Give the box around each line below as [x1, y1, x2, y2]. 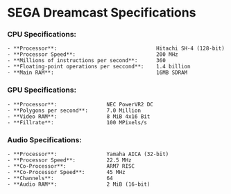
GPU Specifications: [7, 85, 77, 95]
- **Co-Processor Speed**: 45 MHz [7, 169, 126, 176]
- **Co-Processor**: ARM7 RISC [7, 163, 135, 170]
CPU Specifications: [7, 30, 77, 39]
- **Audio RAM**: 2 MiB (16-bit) [7, 181, 151, 188]
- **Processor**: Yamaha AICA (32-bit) [7, 151, 169, 158]
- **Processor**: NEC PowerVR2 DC [7, 101, 154, 108]
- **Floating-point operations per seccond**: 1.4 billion [7, 64, 191, 70]
